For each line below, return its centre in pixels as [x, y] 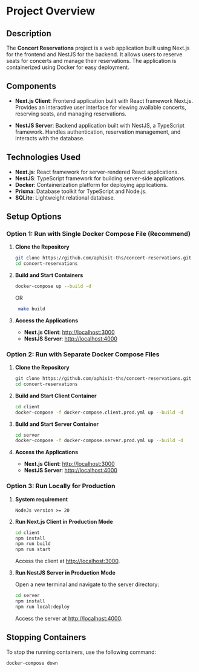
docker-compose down [32, 663]
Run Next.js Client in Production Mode [64, 521]
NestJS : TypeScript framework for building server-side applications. [100, 178]
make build [31, 309]
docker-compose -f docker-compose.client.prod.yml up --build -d [99, 413]
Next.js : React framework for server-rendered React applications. [97, 172]
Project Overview [51, 11]
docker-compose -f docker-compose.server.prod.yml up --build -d [99, 441]
